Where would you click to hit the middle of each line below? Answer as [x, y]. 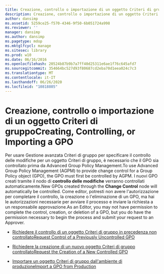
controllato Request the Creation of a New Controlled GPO [70, 252]
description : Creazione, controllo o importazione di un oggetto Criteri [82, 14]
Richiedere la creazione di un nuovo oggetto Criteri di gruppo [74, 247]
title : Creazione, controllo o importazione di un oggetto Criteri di [78, 10]
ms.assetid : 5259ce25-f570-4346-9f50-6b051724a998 [58, 23]
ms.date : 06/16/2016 [26, 59]
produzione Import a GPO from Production [54, 267]
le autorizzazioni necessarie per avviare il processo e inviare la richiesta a [79, 202]
